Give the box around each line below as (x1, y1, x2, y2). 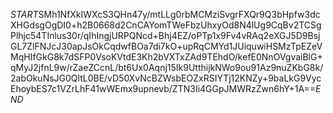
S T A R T (10, 9, 39, 20)
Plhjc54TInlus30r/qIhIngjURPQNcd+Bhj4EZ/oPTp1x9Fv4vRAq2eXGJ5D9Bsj (10, 30, 321, 41)
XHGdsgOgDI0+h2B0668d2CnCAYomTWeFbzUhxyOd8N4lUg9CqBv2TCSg (10, 19, 322, 31)
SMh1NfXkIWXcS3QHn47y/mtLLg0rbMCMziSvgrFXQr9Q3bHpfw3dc (38, 9, 321, 20)
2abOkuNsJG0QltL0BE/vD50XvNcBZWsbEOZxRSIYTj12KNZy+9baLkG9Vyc (10, 72, 322, 84)
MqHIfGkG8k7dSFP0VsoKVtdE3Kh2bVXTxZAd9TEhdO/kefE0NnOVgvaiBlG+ (10, 51, 323, 63)
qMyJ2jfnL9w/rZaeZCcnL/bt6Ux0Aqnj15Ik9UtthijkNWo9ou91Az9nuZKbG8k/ (10, 62, 324, 73)
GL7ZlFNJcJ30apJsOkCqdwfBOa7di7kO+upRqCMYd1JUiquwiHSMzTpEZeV (10, 40, 323, 52)
